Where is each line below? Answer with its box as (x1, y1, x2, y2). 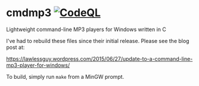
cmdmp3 (6, 6, 52, 20)
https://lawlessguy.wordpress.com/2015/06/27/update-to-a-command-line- (6, 55, 193, 62)
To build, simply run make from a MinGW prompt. (6, 73, 125, 80)
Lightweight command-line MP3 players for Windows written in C (6, 26, 167, 33)
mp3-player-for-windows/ (6, 62, 70, 69)
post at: (6, 44, 25, 51)
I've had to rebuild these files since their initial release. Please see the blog (6, 37, 189, 44)
